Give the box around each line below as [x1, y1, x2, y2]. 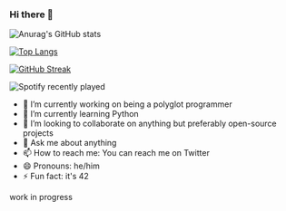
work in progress [9, 192, 73, 203]
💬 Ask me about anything [22, 138, 117, 149]
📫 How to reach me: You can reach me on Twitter [22, 148, 211, 158]
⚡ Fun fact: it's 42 [22, 171, 89, 182]
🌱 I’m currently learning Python [22, 109, 139, 120]
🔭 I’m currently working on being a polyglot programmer [22, 99, 233, 110]
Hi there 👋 [9, 8, 54, 21]
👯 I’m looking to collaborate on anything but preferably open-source [22, 118, 277, 129]
